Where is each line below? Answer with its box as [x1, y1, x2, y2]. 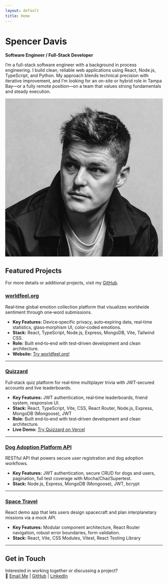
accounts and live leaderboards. [5, 384, 71, 391]
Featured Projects [5, 266, 62, 275]
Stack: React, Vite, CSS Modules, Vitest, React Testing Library [12, 535, 141, 541]
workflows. [5, 461, 28, 467]
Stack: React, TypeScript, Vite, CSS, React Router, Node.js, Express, [12, 405, 153, 411]
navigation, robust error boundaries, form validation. [12, 530, 120, 536]
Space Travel [5, 498, 38, 505]
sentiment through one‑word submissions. [5, 309, 92, 315]
